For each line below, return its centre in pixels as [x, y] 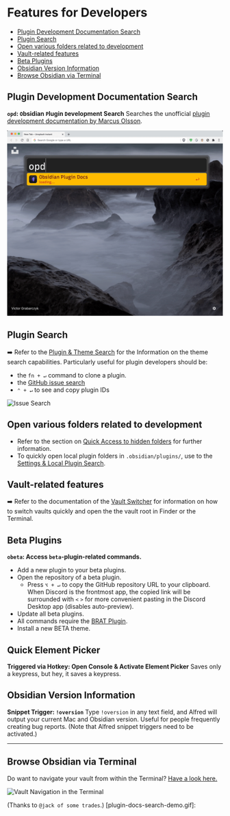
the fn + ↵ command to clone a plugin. [72, 375]
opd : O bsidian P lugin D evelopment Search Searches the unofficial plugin [108, 113]
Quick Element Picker [54, 650]
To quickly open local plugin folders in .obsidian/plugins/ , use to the [115, 456]
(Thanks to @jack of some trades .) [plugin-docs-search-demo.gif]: [102, 805]
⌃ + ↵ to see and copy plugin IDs [63, 390]
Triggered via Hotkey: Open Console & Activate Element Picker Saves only [114, 666]
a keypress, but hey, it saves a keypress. [64, 673]
